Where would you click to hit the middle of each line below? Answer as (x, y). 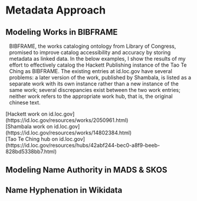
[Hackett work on (27, 114)
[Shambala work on (29, 126)
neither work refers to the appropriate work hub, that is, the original (91, 96)
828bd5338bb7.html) (31, 151)
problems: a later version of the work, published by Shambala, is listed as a (100, 78)
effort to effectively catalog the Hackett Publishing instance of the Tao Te (98, 65)
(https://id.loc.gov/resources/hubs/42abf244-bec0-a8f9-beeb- (83, 145)
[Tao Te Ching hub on (32, 139)
